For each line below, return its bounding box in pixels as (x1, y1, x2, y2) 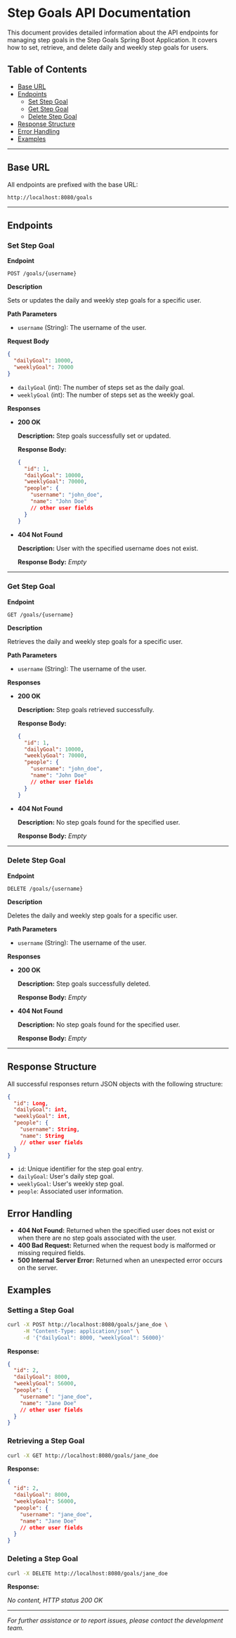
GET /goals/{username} (7, 611, 74, 618)
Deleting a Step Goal (7, 1554, 79, 1563)
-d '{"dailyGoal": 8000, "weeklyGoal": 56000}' (22, 1334, 165, 1341)
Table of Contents (7, 63, 88, 75)
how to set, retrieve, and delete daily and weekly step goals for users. (7, 43, 209, 51)
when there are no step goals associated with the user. (17, 1233, 177, 1243)
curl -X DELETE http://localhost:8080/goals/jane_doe (7, 1570, 169, 1577)
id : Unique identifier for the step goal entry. (17, 1164, 144, 1173)
